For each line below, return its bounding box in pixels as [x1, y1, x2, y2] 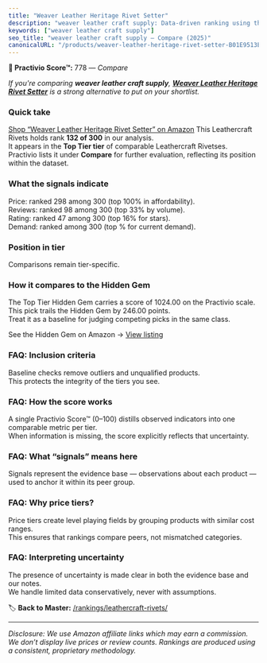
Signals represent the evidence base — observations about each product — [8, 469, 257, 479]
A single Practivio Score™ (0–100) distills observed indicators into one [8, 414, 236, 424]
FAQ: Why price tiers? [8, 498, 95, 509]
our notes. [8, 578, 42, 588]
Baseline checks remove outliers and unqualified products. [8, 367, 200, 378]
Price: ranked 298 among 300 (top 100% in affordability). [8, 196, 195, 206]
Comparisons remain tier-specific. [8, 260, 120, 269]
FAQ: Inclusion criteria [8, 350, 96, 361]
